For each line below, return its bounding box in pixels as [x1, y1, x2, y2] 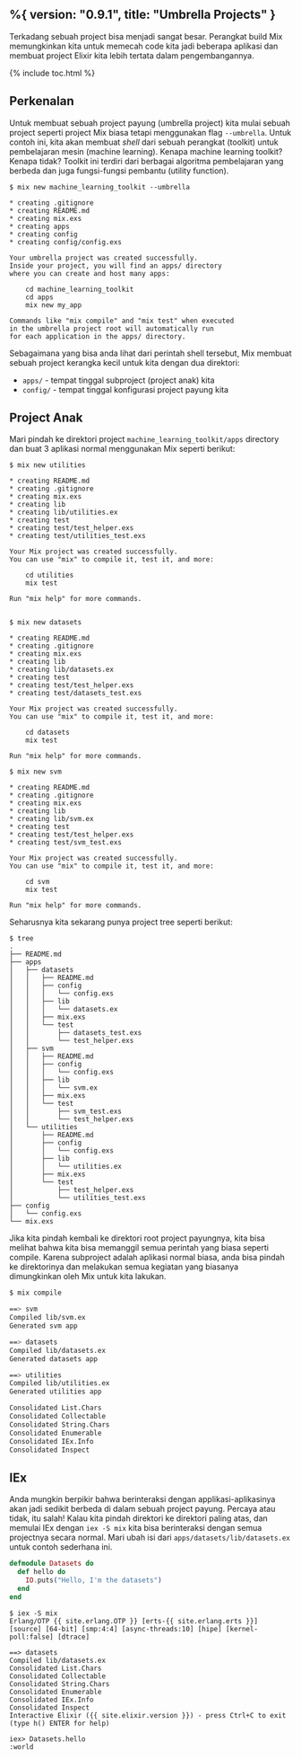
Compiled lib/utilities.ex [9, 1379, 110, 1388]
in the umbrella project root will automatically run [9, 323, 215, 333]
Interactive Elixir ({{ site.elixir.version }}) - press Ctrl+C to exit [9, 1710, 287, 1719]
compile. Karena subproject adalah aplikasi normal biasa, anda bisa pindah [9, 1252, 285, 1263]
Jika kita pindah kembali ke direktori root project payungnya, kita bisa [9, 1233, 266, 1243]
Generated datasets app [9, 1354, 99, 1364]
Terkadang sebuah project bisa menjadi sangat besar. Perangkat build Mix [9, 31, 283, 41]
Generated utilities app [9, 1387, 102, 1396]
